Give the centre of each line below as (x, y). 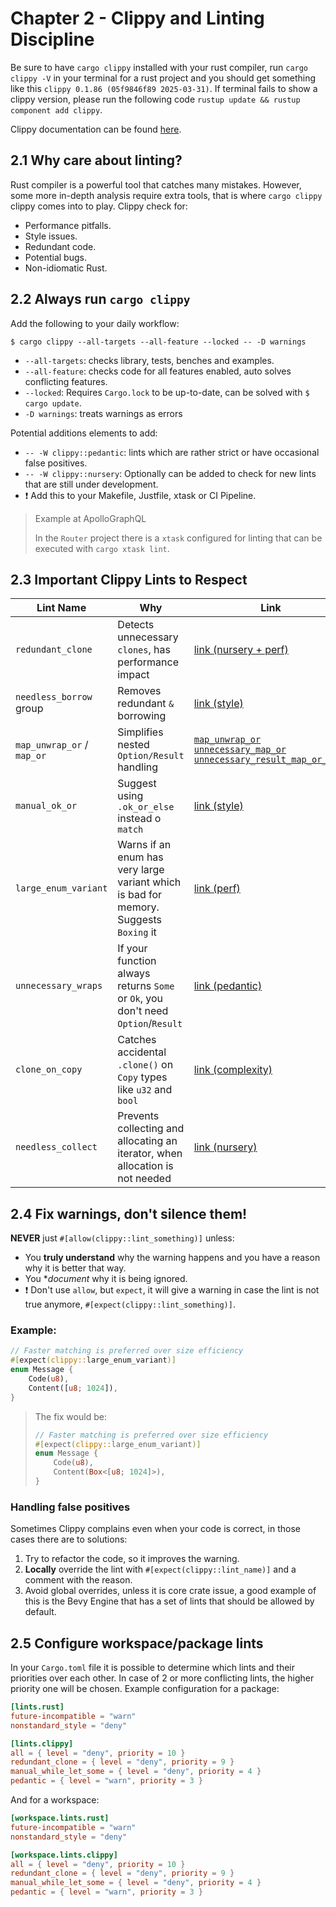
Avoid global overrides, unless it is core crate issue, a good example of (170, 1591)
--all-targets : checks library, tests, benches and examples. (149, 360)
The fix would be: (70, 1416)
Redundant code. (60, 246)
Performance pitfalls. (68, 225)
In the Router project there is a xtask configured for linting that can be (178, 538)
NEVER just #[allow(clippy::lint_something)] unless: (122, 1238)
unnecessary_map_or (240, 750)
